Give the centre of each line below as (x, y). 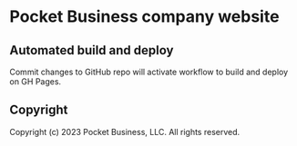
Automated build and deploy (92, 50)
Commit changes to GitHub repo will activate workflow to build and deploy (149, 72)
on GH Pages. (36, 82)
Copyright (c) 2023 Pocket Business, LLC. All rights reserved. (125, 131)
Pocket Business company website (144, 17)
